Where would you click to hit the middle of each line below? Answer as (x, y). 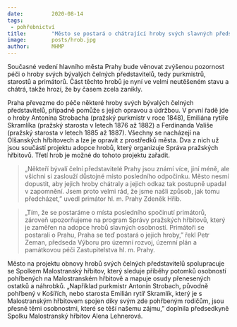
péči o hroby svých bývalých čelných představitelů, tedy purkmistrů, (107, 74)
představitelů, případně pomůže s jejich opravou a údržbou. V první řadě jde (118, 110)
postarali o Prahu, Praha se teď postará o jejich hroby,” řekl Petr (117, 235)
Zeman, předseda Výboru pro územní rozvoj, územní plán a (111, 242)
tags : (15, 20)
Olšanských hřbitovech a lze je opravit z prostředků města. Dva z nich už (113, 140)
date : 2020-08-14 (45, 14)
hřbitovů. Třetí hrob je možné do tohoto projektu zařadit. (89, 155)
